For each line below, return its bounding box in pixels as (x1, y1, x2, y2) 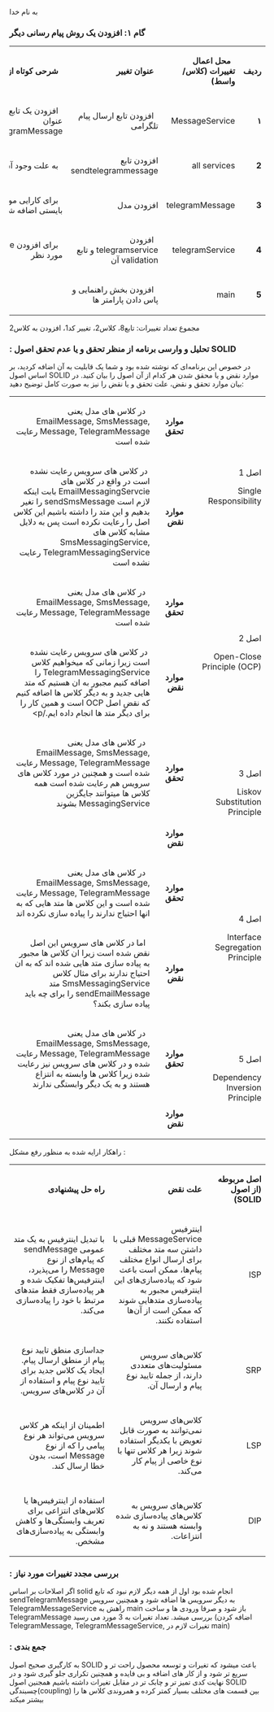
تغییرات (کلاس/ (182, 65, 236, 76)
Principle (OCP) (202, 661, 262, 673)
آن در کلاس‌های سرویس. (20, 1385, 105, 1396)
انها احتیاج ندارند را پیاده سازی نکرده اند (15, 908, 150, 919)
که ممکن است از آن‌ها (126, 1305, 202, 1316)
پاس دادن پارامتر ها (92, 294, 159, 306)
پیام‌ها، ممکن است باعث (119, 1264, 202, 1275)
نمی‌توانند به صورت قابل (120, 1425, 202, 1436)
